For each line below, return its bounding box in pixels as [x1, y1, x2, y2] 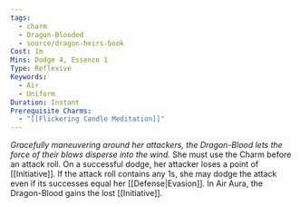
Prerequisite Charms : [10, 106, 92, 115]
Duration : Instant [10, 97, 80, 107]
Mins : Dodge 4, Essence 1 [10, 55, 108, 64]
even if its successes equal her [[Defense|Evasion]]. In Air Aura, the [10, 178, 264, 189]
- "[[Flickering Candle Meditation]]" [18, 114, 166, 123]
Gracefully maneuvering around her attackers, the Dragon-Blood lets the [10, 140, 284, 151]
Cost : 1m [10, 47, 44, 56]
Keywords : [10, 73, 48, 82]
